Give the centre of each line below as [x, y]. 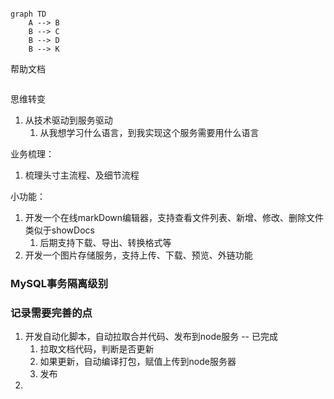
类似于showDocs [59, 230]
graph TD [28, 14]
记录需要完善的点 [51, 313]
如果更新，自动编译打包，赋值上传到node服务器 [138, 362]
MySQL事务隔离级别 [59, 283]
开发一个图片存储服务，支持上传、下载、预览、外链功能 [138, 255]
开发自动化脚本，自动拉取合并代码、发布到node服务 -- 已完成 [151, 337]
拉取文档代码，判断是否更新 [97, 349]
